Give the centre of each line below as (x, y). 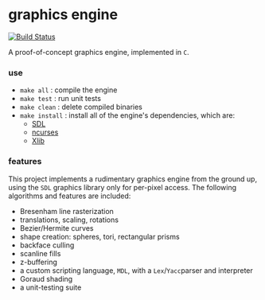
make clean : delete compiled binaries (81, 107)
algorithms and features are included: (70, 196)
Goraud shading (46, 279)
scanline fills (40, 253)
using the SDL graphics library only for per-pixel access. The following (123, 187)
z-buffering (39, 262)
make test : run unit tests (60, 99)
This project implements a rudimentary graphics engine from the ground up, (132, 179)
